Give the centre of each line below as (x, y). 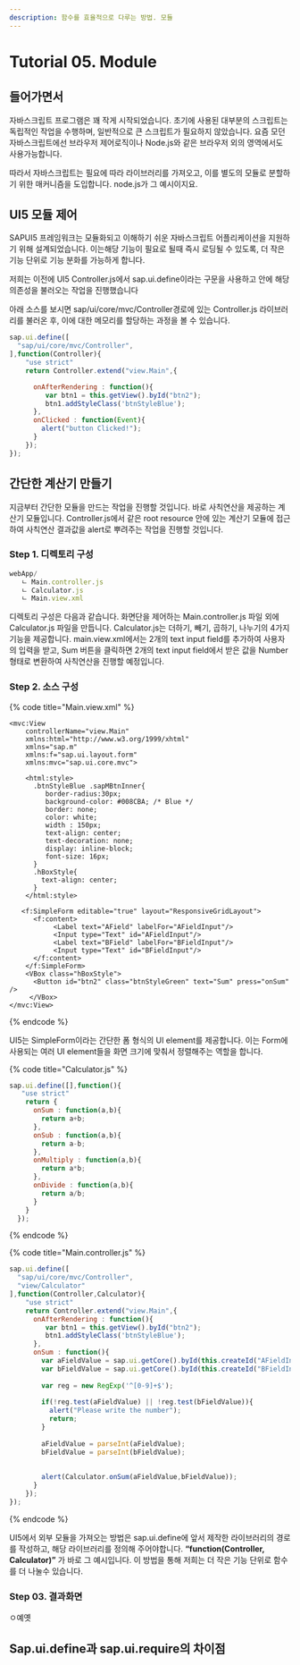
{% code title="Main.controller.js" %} (77, 1253)
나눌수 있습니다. (55, 1571)
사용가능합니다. (36, 154)
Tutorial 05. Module (83, 61)
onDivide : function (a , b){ (83, 1186)
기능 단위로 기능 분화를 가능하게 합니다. (77, 260)
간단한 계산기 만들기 (61, 484)
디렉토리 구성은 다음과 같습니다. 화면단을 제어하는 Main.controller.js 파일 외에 (144, 617)
